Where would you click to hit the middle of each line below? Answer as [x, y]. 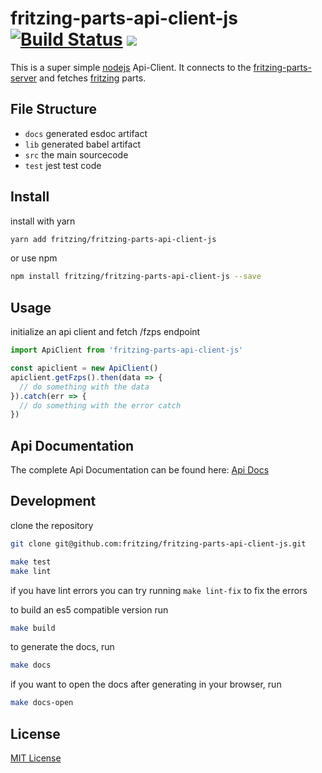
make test [31, 562]
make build [33, 628]
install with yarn [43, 221]
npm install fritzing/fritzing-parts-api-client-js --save [136, 277]
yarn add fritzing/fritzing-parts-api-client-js [113, 239]
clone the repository [52, 525]
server [24, 78]
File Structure [53, 109]
